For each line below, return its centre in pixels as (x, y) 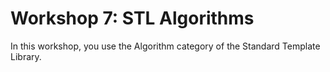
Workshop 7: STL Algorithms (132, 18)
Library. (26, 56)
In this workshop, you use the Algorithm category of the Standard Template (165, 46)
